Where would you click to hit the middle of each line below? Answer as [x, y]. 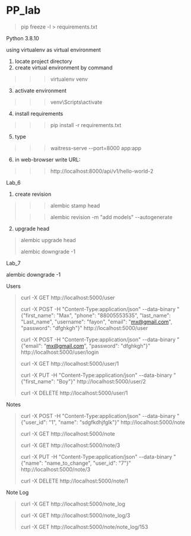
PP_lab [23, 10]
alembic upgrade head [48, 240]
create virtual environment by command [63, 67]
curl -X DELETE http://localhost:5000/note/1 [74, 481]
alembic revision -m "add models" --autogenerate [112, 217]
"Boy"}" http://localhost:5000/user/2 [101, 381]
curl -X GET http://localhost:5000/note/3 [70, 445]
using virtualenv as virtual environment [54, 50]
